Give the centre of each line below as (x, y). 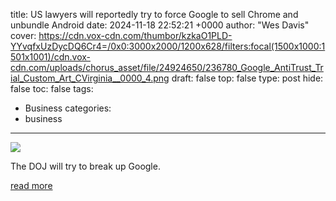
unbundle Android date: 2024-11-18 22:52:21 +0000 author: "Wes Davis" (160, 25)
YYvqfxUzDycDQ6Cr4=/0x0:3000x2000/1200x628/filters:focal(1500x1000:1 (168, 46)
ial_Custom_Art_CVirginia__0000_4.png (90, 78)
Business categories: (68, 108)
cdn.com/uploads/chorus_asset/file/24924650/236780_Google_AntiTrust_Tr (167, 67)
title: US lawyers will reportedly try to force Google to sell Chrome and (154, 14)
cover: (23, 35)
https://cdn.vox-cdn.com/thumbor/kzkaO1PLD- (135, 35)
